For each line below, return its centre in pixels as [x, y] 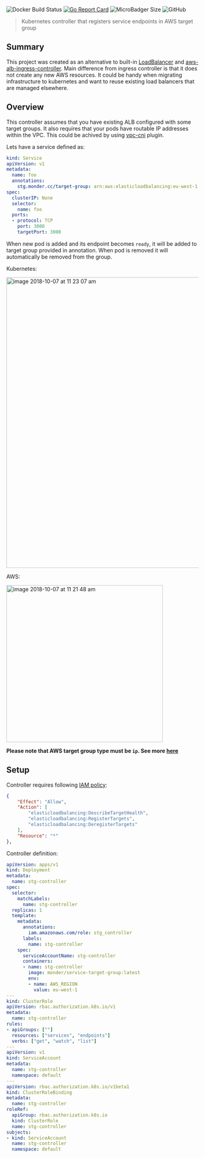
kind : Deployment [28, 870]
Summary [25, 47]
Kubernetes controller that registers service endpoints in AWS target [107, 21]
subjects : [19, 1132]
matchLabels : [34, 899]
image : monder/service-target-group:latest [84, 973]
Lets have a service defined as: [46, 146]
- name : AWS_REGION [53, 984]
